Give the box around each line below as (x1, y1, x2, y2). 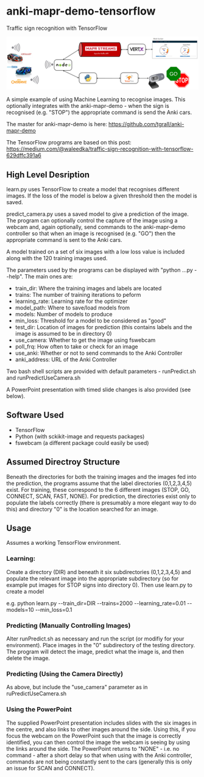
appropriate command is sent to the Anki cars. (6, 236, 123, 244)
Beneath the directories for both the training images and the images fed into (6, 473, 197, 480)
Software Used (6, 410, 64, 420)
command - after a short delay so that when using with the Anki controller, (6, 751, 193, 759)
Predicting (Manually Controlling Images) (6, 621, 131, 630)
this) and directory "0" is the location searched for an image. (6, 505, 158, 513)
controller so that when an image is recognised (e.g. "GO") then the (6, 230, 175, 237)
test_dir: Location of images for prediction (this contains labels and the (15, 324, 192, 331)
